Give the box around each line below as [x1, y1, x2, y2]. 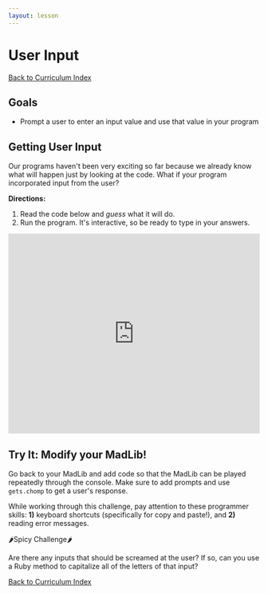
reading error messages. [8, 519, 89, 528]
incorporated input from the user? [8, 178, 120, 188]
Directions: [8, 193, 46, 204]
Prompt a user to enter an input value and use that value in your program [19, 117, 259, 126]
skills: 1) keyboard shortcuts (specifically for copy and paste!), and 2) [8, 510, 236, 520]
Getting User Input [8, 140, 102, 153]
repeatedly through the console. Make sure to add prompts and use [8, 477, 231, 487]
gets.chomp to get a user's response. [8, 486, 128, 496]
